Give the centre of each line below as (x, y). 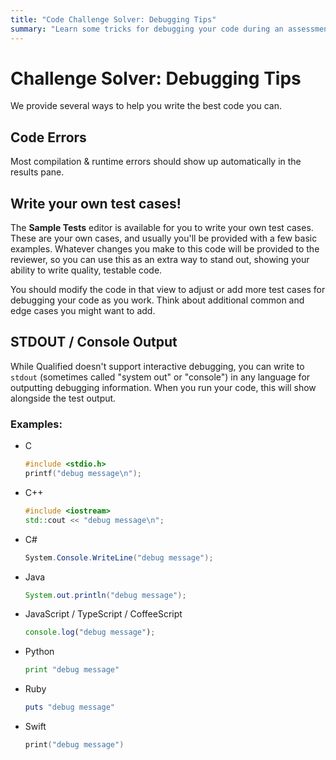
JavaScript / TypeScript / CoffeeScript (103, 614)
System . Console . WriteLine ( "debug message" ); (119, 557)
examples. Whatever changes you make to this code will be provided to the (165, 249)
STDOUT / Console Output (94, 342)
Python (39, 652)
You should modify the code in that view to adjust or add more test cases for (168, 290)
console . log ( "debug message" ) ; (90, 632)
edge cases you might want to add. (83, 311)
